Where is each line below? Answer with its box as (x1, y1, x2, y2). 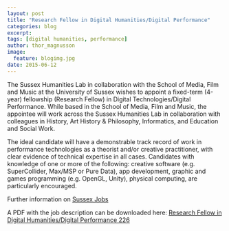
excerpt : (7, 29, 32, 37)
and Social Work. (7, 124, 56, 132)
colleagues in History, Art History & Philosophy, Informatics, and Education (7, 117, 219, 125)
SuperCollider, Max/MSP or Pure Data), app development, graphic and (7, 167, 206, 175)
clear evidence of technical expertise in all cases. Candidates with (7, 152, 195, 161)
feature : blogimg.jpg (13, 55, 76, 62)
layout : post (7, 10, 45, 17)
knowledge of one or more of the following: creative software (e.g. (7, 159, 195, 168)
